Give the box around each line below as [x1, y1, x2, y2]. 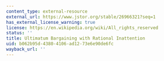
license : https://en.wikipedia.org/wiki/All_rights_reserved [6, 24, 159, 31]
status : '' [6, 30, 33, 36]
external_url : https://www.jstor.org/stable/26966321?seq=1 [6, 14, 156, 20]
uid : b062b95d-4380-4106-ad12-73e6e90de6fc [6, 41, 114, 47]
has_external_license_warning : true [6, 19, 95, 25]
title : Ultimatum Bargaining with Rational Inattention [6, 35, 145, 41]
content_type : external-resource [6, 8, 88, 15]
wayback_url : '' [6, 46, 46, 52]
